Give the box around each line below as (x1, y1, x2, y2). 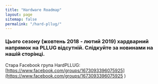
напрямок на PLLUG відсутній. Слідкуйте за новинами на (5, 44, 153, 51)
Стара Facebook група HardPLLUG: (5, 62, 81, 68)
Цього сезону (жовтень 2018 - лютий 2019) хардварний (5, 38, 149, 45)
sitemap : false (5, 17, 37, 22)
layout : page (5, 12, 33, 17)
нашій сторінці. (5, 51, 45, 58)
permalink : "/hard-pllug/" (5, 21, 62, 27)
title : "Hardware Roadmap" (5, 7, 62, 13)
